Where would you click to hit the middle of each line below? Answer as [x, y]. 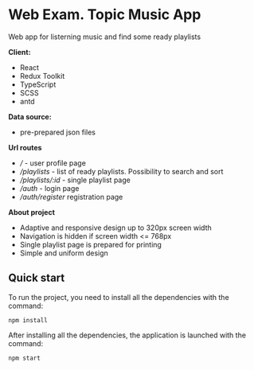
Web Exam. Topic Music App [105, 15]
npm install [28, 320]
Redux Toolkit [42, 76]
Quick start [37, 278]
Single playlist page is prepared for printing [90, 244]
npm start [25, 358]
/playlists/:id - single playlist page [75, 180]
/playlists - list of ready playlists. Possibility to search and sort [121, 171]
